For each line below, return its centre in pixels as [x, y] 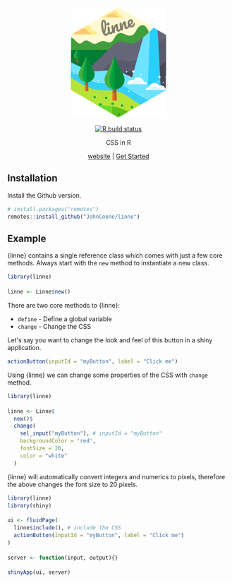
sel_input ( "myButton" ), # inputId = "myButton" [91, 433]
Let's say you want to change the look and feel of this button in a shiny [110, 340]
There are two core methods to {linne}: [64, 305]
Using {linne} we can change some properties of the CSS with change [108, 375]
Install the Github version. [44, 195]
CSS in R [118, 143]
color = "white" [44, 456]
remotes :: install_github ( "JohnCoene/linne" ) [74, 217]
